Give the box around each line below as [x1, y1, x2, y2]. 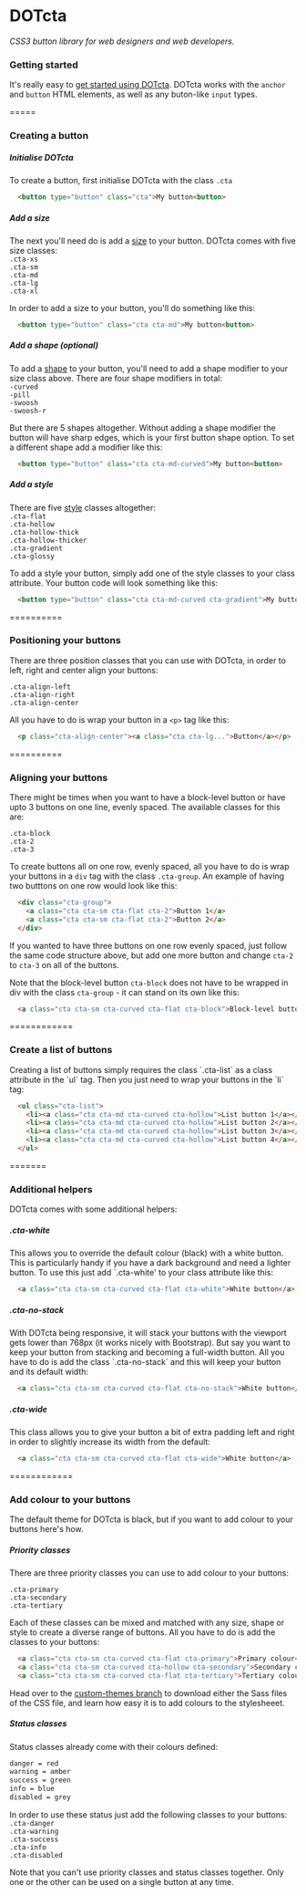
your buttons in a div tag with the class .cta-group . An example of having [9, 870, 285, 881]
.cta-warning [9, 1827, 59, 1836]
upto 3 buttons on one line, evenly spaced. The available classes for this [9, 802, 280, 812]
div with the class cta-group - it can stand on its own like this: [9, 986, 240, 997]
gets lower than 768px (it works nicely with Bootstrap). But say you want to [9, 1338, 291, 1349]
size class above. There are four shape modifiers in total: [9, 372, 223, 383]
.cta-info [9, 1842, 47, 1852]
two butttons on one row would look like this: [9, 880, 178, 891]
